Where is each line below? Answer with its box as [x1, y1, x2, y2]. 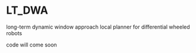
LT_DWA [6, 4, 49, 17]
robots [6, 29, 23, 36]
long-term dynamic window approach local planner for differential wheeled [6, 23, 191, 30]
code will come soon [6, 41, 57, 48]
